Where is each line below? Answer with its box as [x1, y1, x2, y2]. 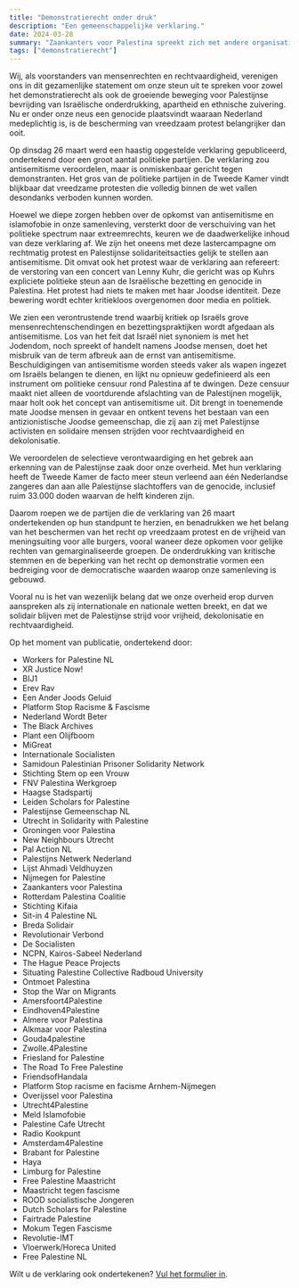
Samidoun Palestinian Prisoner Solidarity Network [21, 759, 205, 770]
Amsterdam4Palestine [21, 1138, 104, 1149]
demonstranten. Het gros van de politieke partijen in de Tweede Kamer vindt [9, 173, 289, 184]
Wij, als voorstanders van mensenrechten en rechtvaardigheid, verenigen [9, 70, 279, 81]
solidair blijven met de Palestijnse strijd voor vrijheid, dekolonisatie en [9, 610, 264, 621]
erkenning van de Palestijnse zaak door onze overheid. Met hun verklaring [9, 462, 282, 473]
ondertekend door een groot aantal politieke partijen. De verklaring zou [9, 154, 270, 165]
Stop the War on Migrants [21, 987, 117, 997]
